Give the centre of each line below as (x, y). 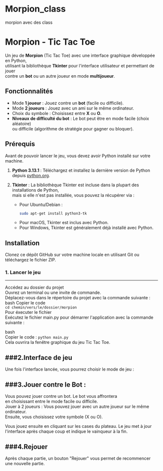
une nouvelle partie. (25, 463)
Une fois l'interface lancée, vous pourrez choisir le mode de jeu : (70, 369)
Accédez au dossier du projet (34, 288)
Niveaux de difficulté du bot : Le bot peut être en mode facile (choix (81, 118)
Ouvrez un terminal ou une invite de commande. (53, 292)
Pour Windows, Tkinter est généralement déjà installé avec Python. (86, 228)
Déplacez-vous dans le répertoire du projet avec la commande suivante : (78, 298)
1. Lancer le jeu (23, 273)
